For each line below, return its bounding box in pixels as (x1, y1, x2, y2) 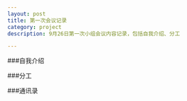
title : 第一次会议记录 (7, 17, 68, 24)
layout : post (7, 10, 46, 18)
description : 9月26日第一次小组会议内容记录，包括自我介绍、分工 (7, 30, 181, 37)
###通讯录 (7, 86, 38, 95)
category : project (7, 23, 62, 30)
